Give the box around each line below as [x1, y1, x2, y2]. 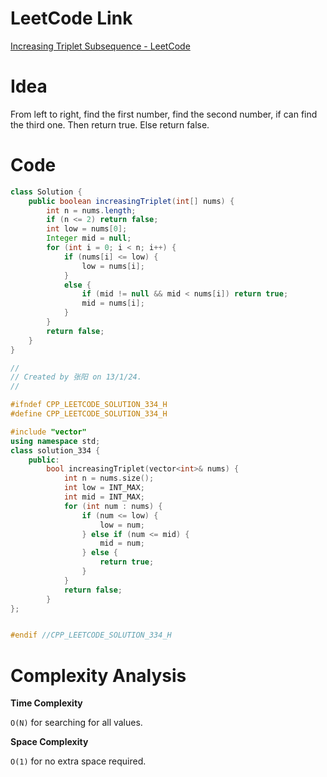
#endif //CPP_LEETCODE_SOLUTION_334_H [10, 630, 172, 641]
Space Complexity [10, 736, 89, 748]
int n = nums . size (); [63, 473, 155, 484]
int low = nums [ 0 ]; [46, 224, 128, 234]
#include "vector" [10, 427, 87, 437]
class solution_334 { [10, 445, 101, 456]
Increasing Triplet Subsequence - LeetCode [10, 40, 191, 52]
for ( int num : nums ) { [63, 501, 163, 511]
